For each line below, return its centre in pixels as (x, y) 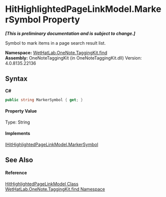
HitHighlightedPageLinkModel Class (42, 184)
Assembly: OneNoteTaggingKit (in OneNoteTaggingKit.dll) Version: (74, 58)
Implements (18, 133)
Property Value (21, 111)
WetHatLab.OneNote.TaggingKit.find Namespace (55, 189)
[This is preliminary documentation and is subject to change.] (70, 33)
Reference (16, 173)
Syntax (16, 79)
